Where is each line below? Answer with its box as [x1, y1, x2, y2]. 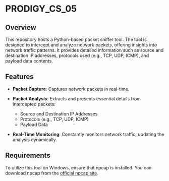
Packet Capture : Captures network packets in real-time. [12, 86, 130, 92]
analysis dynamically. [12, 137, 57, 143]
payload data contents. [5, 58, 53, 64]
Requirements [5, 151, 50, 160]
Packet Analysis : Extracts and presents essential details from [12, 95, 141, 101]
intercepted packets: [12, 101, 55, 107]
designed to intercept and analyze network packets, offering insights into [5, 42, 157, 48]
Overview [5, 23, 37, 32]
